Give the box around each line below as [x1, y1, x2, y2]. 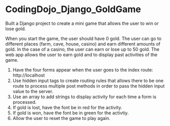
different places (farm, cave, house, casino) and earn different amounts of [5, 40, 161, 47]
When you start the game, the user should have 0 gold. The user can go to [5, 35, 162, 41]
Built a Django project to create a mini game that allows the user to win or [5, 20, 159, 26]
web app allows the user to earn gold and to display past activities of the [5, 52, 158, 58]
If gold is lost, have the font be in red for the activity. [12, 104, 123, 110]
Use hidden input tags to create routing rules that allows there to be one [12, 77, 164, 83]
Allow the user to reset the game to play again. [12, 115, 110, 121]
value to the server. [12, 88, 53, 94]
